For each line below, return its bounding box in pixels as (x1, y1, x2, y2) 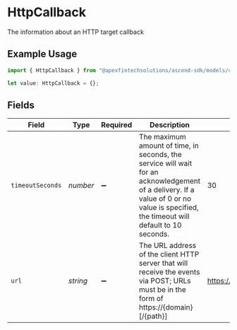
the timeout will (138, 211, 190, 221)
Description (149, 120, 190, 130)
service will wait (138, 158, 193, 168)
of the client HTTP (138, 249, 200, 259)
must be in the (138, 285, 187, 295)
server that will (138, 259, 188, 269)
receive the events (138, 267, 200, 277)
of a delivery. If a (138, 185, 195, 195)
